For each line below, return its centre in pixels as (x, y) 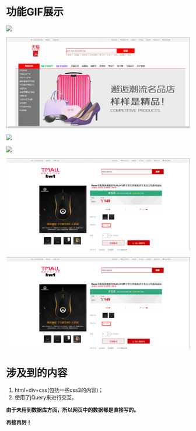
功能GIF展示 (35, 12)
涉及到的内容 (37, 373)
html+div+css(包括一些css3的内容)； (59, 390)
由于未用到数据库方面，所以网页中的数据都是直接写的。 (72, 410)
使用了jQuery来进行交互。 (45, 398)
